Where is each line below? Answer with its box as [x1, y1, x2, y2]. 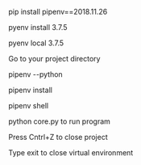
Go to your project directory [8, 54, 101, 63]
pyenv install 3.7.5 [8, 23, 68, 32]
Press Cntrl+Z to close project [8, 133, 109, 142]
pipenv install [8, 85, 52, 95]
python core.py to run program [8, 116, 111, 126]
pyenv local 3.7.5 [8, 38, 64, 48]
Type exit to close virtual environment [8, 148, 134, 157]
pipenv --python [8, 70, 63, 79]
